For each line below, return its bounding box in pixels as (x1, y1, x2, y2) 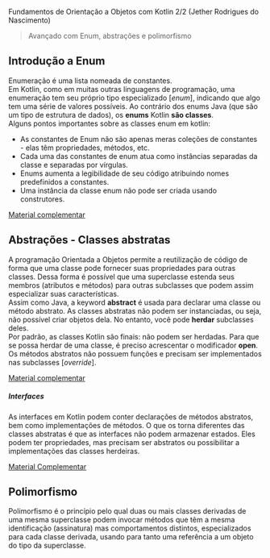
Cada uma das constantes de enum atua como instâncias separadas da (19, 151, 258, 160)
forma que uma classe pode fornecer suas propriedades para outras (8, 263, 236, 273)
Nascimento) (8, 15, 51, 25)
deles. (8, 323, 29, 333)
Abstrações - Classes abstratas (8, 233, 171, 247)
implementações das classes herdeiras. (8, 446, 140, 456)
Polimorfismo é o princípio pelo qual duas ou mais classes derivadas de (8, 506, 247, 516)
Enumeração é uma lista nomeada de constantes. (8, 76, 172, 85)
